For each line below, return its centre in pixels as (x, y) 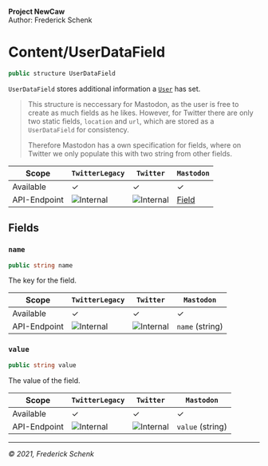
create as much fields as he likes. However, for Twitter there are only (140, 113)
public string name (41, 265)
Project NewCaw (37, 12)
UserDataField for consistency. (78, 129)
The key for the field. (43, 280)
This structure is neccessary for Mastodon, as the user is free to (133, 104)
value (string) (202, 426)
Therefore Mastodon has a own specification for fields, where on (134, 145)
